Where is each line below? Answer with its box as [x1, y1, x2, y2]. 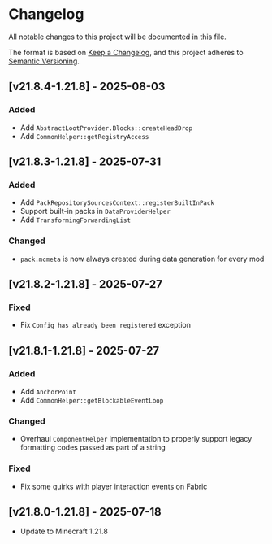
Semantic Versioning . [8, 56, 80, 66]
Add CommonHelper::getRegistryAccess [19, 131, 149, 141]
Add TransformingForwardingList [19, 215, 132, 224]
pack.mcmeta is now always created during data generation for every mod [19, 254, 265, 263]
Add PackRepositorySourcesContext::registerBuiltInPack [19, 198, 215, 207]
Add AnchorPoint [19, 386, 77, 396]
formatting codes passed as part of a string [19, 442, 166, 452]
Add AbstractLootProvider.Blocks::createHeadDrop [19, 123, 193, 133]
